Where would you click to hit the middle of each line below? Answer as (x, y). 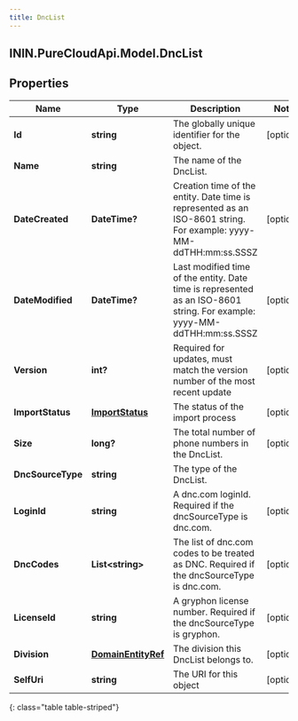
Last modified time (212, 266)
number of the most (214, 381)
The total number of (214, 432)
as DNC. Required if (214, 564)
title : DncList (37, 17)
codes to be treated (214, 553)
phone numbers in (211, 443)
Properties (39, 84)
